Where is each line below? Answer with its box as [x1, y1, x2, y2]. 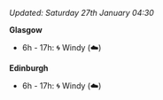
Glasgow [9, 25, 43, 35]
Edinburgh [9, 63, 49, 73]
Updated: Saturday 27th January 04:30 [9, 8, 155, 18]
